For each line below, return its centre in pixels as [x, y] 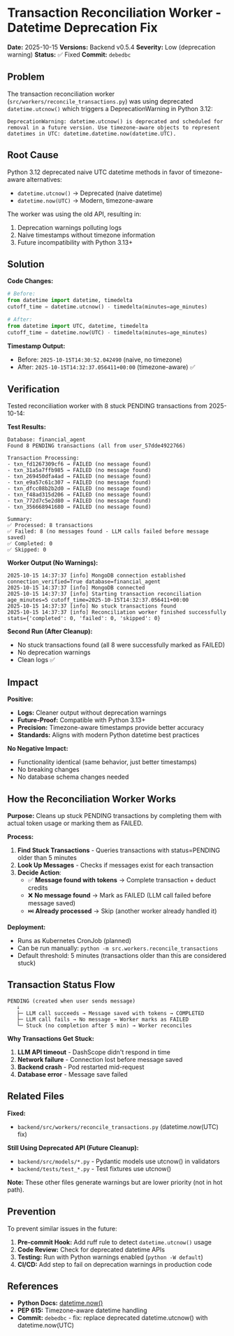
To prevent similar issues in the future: [62, 1228]
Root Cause [33, 155]
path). [16, 1189]
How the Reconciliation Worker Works [92, 799]
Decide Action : [39, 872]
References [33, 1286]
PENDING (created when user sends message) [72, 1001]
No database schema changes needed [73, 777]
